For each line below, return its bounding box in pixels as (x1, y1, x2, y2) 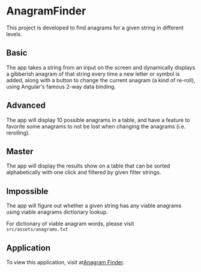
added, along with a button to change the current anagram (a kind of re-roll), (6, 76, 196, 83)
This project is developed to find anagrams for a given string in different (6, 24, 184, 31)
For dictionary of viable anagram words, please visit (6, 220, 134, 228)
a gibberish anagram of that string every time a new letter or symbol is (6, 70, 180, 77)
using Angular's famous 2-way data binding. (6, 83, 116, 90)
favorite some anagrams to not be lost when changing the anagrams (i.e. (6, 122, 186, 130)
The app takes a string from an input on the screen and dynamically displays (6, 64, 196, 71)
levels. (6, 30, 22, 37)
